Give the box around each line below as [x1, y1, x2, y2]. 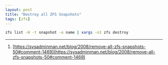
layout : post [5, 7, 32, 12]
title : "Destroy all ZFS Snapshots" [5, 12, 81, 17]
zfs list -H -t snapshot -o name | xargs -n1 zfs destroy [5, 30, 128, 35]
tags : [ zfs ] [5, 16, 30, 21]
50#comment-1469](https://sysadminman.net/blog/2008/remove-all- [12, 49, 155, 55]
